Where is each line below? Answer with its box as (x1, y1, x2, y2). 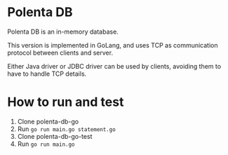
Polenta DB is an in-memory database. (7, 27, 119, 36)
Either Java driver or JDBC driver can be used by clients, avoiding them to (7, 62, 222, 70)
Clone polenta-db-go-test (17, 132, 93, 140)
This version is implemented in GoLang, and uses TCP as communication (7, 41, 219, 49)
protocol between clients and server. (7, 48, 114, 57)
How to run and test (7, 94, 124, 110)
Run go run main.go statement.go (17, 124, 116, 133)
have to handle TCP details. (7, 69, 87, 78)
